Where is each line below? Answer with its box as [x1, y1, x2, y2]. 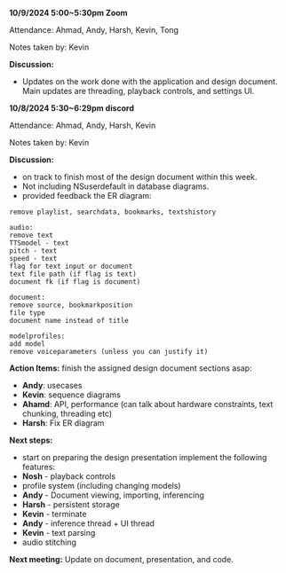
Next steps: [9, 435, 53, 445]
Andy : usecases [21, 381, 83, 390]
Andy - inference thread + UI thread [21, 518, 155, 529]
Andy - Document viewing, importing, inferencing [21, 490, 204, 500]
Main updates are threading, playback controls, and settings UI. [21, 86, 255, 96]
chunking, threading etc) [21, 408, 113, 419]
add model [9, 340, 46, 349]
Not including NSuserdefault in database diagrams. [21, 181, 210, 192]
